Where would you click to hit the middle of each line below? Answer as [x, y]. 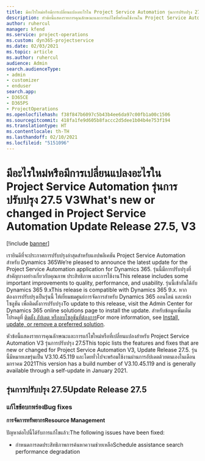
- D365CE [17, 97]
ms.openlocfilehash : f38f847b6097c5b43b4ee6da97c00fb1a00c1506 [88, 114]
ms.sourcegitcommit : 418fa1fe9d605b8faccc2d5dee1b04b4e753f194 [88, 120]
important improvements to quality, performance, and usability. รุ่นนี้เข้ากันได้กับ [102, 283]
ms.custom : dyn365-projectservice [50, 40]
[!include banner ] [28, 243]
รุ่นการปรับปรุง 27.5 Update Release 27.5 [77, 390]
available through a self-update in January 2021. [67, 370]
